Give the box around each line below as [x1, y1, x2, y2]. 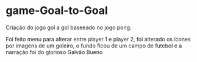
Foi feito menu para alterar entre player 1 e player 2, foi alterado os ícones [5, 35, 191, 43]
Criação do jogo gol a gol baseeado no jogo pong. [5, 24, 132, 31]
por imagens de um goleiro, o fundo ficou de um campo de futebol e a [5, 42, 182, 49]
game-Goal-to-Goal [5, 4, 108, 18]
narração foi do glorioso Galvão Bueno [5, 48, 103, 55]
